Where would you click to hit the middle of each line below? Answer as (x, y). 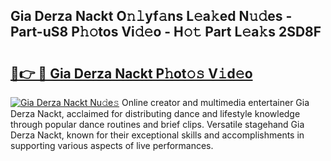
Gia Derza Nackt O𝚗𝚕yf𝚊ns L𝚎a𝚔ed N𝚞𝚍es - (151, 16)
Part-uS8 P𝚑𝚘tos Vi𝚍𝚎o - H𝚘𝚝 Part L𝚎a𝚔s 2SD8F (166, 32)
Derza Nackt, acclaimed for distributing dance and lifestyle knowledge (155, 113)
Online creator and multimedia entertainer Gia (215, 102)
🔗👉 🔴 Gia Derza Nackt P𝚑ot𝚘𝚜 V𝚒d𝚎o (131, 73)
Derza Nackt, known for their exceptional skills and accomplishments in (157, 135)
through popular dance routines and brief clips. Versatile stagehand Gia (157, 124)
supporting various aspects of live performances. (112, 145)
